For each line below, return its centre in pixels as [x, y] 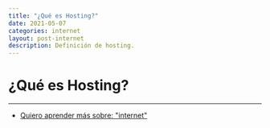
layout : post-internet [46, 38]
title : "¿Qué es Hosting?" [53, 16]
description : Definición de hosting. [72, 46]
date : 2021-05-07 [37, 23]
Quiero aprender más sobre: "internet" [84, 116]
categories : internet [45, 31]
